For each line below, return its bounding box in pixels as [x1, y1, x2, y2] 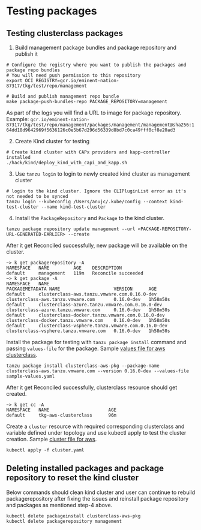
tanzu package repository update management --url [6, 226, 136, 232]
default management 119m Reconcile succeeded [6, 270, 144, 276]
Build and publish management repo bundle [11, 94, 119, 100]
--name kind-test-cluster [41, 204, 106, 210]
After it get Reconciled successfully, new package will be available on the [6, 242, 188, 249]
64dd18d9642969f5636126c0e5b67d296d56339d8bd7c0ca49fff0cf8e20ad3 [6, 127, 176, 133]
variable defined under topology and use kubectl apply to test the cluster [6, 429, 187, 436]
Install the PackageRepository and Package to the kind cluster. [14, 215, 165, 221]
